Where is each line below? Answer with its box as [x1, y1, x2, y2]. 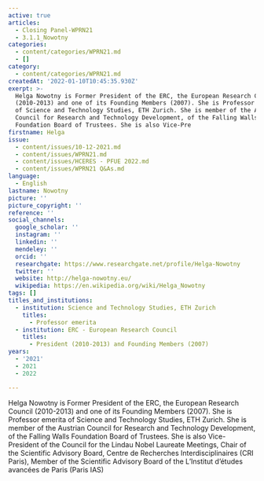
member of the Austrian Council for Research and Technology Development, [8, 423, 256, 432]
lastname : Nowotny [8, 186, 68, 195]
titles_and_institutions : [8, 296, 93, 304]
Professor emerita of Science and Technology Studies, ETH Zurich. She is [8, 414, 247, 424]
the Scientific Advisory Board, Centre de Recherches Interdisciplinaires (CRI [8, 448, 254, 457]
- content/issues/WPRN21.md [15, 150, 108, 158]
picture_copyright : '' [8, 201, 82, 209]
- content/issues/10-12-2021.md [15, 143, 122, 151]
